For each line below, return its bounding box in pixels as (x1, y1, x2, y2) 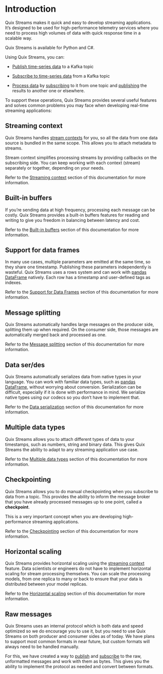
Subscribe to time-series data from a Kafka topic (12, 73, 110, 79)
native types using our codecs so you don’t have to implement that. (5, 394, 140, 400)
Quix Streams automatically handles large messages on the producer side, (5, 322, 154, 327)
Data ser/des (5, 361, 45, 369)
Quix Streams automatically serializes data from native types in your (5, 374, 142, 379)
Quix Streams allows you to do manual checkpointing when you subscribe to (5, 488, 159, 494)
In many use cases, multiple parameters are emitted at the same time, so (5, 259, 151, 265)
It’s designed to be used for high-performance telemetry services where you (5, 24, 159, 30)
